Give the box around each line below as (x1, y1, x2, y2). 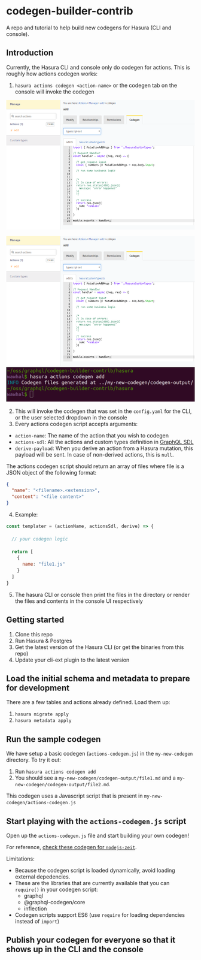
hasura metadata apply (14, 718, 72, 724)
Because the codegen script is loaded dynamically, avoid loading (14, 867, 175, 874)
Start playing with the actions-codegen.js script (6, 816, 187, 826)
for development (6, 683, 70, 693)
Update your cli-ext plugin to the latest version (14, 656, 130, 663)
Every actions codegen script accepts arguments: (14, 420, 138, 427)
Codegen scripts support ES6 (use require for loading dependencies (14, 911, 185, 919)
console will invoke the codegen (14, 88, 95, 95)
